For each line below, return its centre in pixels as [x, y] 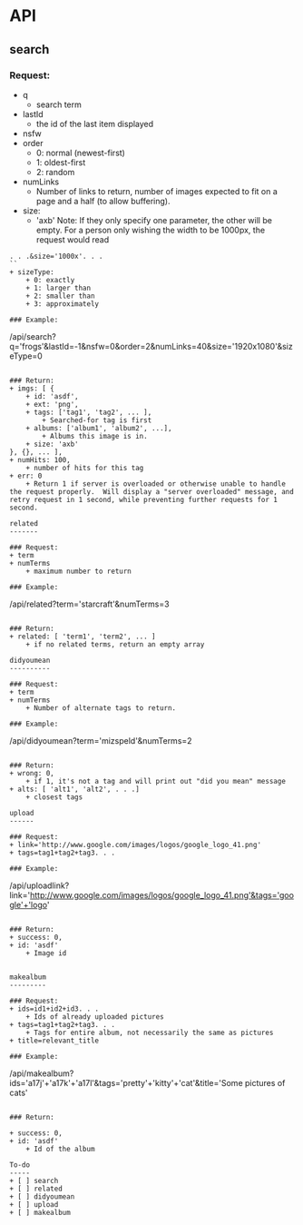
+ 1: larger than [59, 288]
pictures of [265, 1082]
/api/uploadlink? [39, 885]
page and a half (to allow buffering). [103, 201]
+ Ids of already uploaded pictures [95, 1017]
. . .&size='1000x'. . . [56, 256]
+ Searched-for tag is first [97, 420]
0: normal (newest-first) [80, 153]
